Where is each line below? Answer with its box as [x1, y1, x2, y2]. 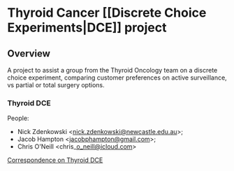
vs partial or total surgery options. [7, 81, 105, 89]
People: [7, 114, 29, 123]
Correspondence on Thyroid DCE [7, 156, 103, 165]
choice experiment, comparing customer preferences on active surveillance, [7, 73, 227, 82]
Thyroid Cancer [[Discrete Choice [7, 5, 207, 21]
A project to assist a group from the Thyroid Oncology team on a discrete [7, 66, 218, 74]
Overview [7, 47, 51, 59]
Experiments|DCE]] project [7, 20, 167, 36]
